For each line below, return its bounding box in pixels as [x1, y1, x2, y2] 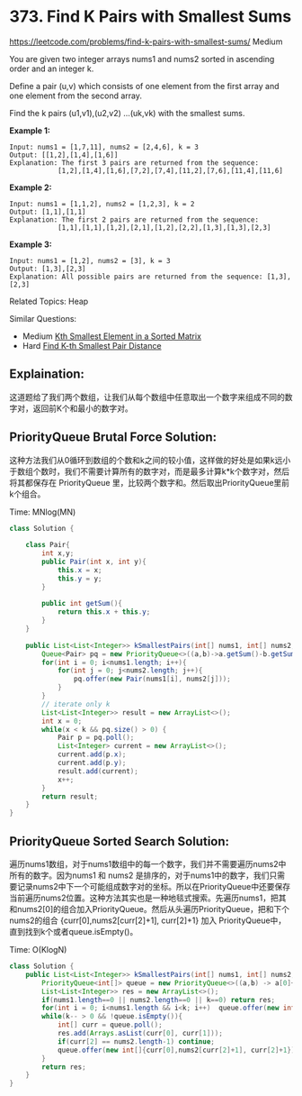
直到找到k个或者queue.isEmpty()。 [9, 927, 138, 936]
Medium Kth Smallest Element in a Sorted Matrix [22, 331, 202, 342]
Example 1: [9, 124, 51, 136]
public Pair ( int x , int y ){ [41, 557, 147, 567]
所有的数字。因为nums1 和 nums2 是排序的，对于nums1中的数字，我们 [9, 870, 270, 881]
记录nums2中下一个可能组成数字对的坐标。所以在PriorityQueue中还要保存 [16, 881, 290, 891]
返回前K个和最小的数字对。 [32, 403, 133, 414]
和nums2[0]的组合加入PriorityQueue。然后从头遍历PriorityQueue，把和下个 [9, 904, 290, 914]
